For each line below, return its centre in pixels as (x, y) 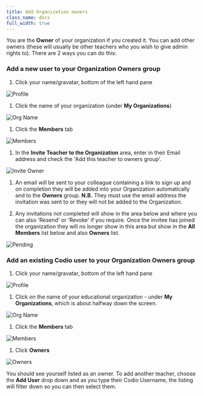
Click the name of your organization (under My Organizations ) (93, 105)
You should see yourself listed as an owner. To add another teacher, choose (101, 374)
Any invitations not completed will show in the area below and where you (106, 213)
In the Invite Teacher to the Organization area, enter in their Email (98, 153)
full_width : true (28, 23)
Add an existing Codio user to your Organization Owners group (101, 260)
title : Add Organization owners (47, 12)
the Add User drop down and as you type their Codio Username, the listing (100, 380)
